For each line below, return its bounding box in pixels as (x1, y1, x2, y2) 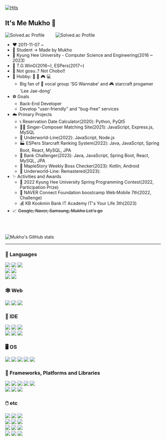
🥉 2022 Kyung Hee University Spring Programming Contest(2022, (19, 179, 154, 185)
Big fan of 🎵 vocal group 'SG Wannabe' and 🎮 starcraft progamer (19, 80, 154, 86)
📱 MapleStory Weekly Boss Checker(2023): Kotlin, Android (19, 163, 140, 169)
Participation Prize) (19, 184, 59, 190)
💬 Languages (5, 251, 37, 258)
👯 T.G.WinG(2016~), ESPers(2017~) (12, 62, 85, 69)
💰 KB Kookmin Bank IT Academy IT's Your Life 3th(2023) (19, 200, 137, 206)
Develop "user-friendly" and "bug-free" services (19, 106, 119, 112)
